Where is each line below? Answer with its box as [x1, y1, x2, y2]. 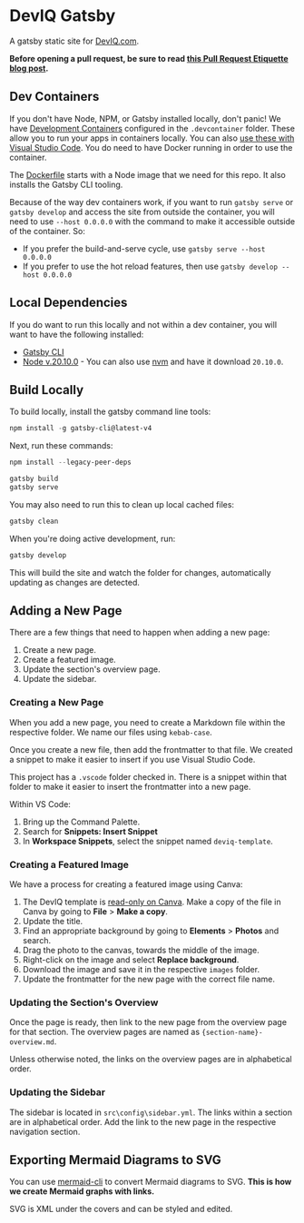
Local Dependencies [9, 295, 128, 311]
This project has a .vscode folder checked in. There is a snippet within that [9, 771, 288, 782]
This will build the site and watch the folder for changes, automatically [9, 567, 271, 577]
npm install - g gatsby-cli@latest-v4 [9, 424, 152, 433]
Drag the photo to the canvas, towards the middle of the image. [22, 945, 260, 956]
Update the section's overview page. [22, 664, 161, 675]
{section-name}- [201, 1028, 263, 1038]
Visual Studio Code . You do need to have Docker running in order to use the [9, 142, 293, 153]
